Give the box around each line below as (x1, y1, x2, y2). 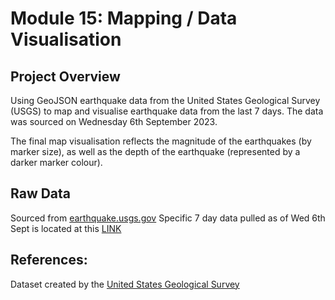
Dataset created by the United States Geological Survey (10, 278, 240, 290)
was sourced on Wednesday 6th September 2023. (10, 116, 218, 127)
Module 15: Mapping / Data (10, 7, 238, 30)
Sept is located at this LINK (10, 222, 122, 234)
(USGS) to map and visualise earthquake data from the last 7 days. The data (10, 105, 324, 117)
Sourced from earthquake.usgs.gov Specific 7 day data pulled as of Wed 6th (10, 212, 326, 224)
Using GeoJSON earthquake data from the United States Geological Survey (10, 95, 321, 106)
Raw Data (10, 185, 72, 202)
